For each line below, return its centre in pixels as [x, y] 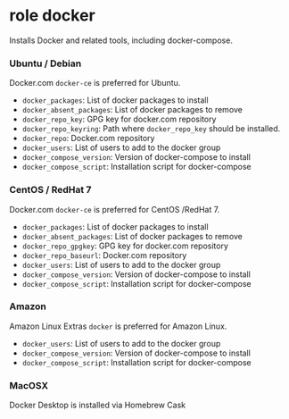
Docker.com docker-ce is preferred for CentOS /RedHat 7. [115, 209]
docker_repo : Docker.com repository [88, 138]
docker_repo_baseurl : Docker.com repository [104, 255]
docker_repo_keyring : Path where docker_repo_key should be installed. [151, 129]
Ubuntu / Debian [45, 63]
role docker [52, 16]
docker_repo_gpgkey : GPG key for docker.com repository [125, 246]
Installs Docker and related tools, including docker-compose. [121, 40]
